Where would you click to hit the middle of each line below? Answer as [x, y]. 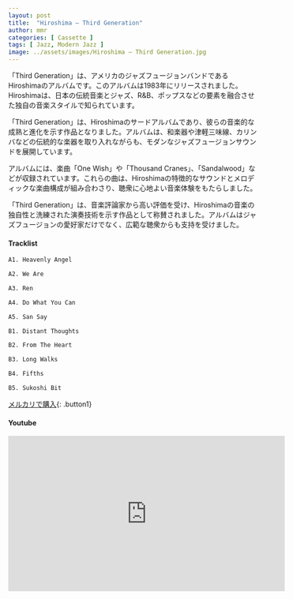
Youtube [23, 422]
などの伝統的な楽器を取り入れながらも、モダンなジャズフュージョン [125, 142]
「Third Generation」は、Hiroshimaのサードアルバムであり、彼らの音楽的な [131, 122]
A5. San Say [28, 316]
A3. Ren [21, 288]
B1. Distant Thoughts [44, 331]
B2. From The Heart [40, 345]
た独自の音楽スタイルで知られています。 [74, 105]
